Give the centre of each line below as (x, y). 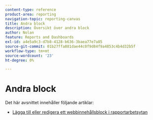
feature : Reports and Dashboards (39, 38)
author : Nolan (20, 33)
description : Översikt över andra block (47, 28)
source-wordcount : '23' (30, 56)
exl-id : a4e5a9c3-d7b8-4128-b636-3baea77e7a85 (54, 42)
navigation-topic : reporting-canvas (43, 19)
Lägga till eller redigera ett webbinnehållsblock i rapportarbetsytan (80, 112)
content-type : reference (31, 10)
